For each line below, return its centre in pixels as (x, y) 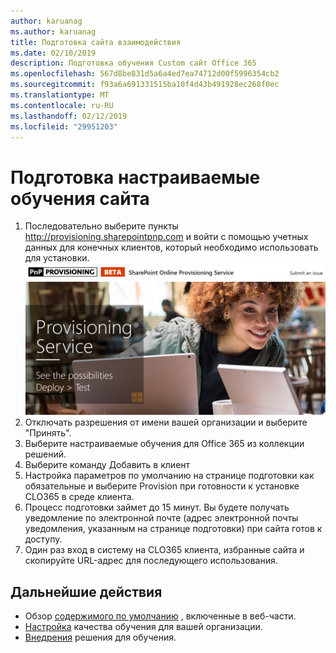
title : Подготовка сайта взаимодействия (96, 42)
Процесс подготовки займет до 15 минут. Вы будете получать (157, 507)
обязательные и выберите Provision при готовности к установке (162, 486)
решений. (45, 454)
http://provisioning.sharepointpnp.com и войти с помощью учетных (166, 237)
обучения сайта (80, 198)
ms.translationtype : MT (60, 95)
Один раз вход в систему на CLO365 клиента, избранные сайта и (164, 550)
